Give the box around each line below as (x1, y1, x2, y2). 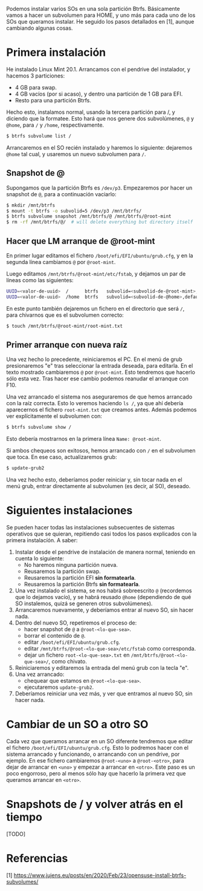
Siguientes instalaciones (6, 504, 133, 517)
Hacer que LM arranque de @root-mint (6, 236, 155, 246)
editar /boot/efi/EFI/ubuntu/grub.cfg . (24, 638, 121, 646)
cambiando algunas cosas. (6, 24, 73, 31)
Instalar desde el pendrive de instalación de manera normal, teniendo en (14, 548, 196, 556)
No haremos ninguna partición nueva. (24, 561, 118, 569)
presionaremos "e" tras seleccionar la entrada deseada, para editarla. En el (6, 362, 193, 369)
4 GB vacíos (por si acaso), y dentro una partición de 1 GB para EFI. (14, 90, 183, 98)
